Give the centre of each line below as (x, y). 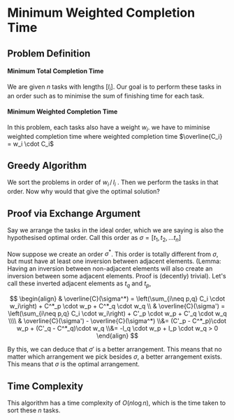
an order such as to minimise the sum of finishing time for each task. (106, 96)
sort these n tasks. (34, 410)
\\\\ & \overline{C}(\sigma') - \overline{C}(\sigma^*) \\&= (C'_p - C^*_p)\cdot (117, 321)
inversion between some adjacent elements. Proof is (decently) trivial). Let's (117, 276)
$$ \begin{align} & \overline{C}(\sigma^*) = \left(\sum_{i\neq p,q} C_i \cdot (117, 299)
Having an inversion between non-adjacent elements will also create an (110, 269)
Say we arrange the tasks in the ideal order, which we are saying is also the (116, 230)
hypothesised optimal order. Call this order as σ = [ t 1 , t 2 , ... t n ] (94, 239)
